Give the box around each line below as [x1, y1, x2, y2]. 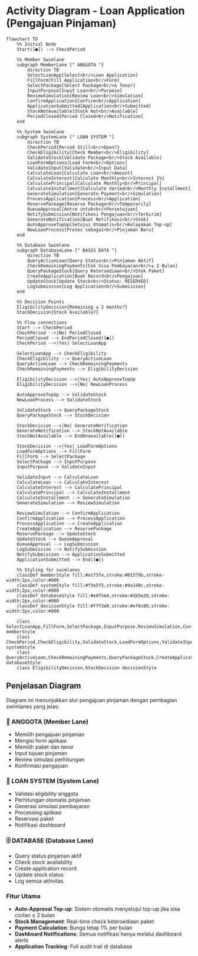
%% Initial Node [16, 41, 57, 47]
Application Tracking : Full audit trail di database [14, 942, 133, 950]
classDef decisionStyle [16, 603, 75, 609]
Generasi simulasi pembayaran [14, 803, 90, 810]
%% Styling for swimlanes [16, 567, 81, 573]
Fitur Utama [6, 892, 41, 900]
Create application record [14, 865, 77, 872]
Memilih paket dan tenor [14, 743, 74, 750]
